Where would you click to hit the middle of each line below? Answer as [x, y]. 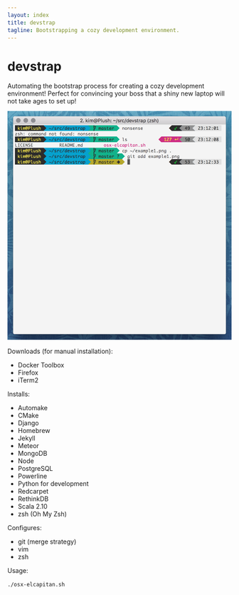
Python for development [53, 483]
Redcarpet [33, 491]
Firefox [28, 372]
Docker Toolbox [41, 365]
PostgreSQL [35, 468]
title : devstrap [31, 22]
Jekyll [26, 438]
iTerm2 [28, 380]
